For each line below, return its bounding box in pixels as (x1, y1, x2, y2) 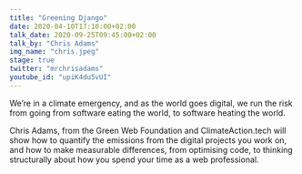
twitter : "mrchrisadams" (9, 65, 104, 74)
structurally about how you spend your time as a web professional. (9, 154, 259, 165)
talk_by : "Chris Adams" (9, 38, 100, 48)
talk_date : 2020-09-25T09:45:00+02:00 (9, 30, 156, 39)
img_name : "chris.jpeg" (9, 47, 100, 56)
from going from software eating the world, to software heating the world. (9, 107, 287, 118)
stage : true (9, 56, 55, 65)
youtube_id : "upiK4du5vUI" (9, 73, 112, 82)
